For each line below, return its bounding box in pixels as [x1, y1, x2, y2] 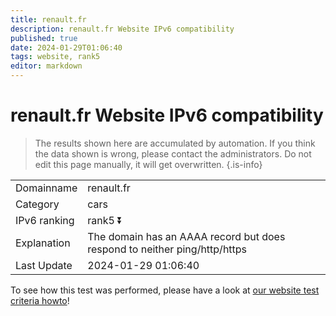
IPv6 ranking [15, 213, 75, 227]
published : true [10, 33, 78, 43]
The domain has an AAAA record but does [87, 229, 286, 243]
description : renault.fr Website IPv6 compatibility [10, 24, 235, 34]
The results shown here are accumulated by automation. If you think [34, 137, 316, 149]
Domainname [15, 181, 78, 195]
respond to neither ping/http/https [87, 242, 248, 256]
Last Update [15, 258, 73, 272]
